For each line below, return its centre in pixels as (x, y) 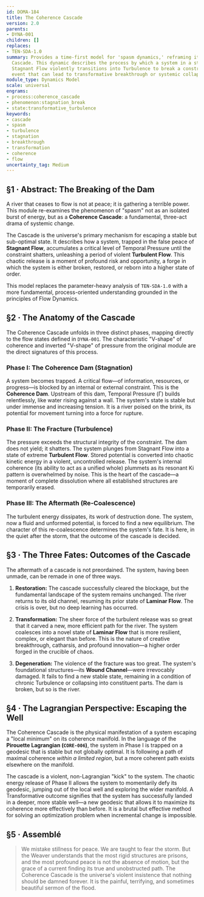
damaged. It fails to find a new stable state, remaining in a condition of (103, 676)
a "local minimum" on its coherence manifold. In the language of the (91, 739)
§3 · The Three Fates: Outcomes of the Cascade (98, 555)
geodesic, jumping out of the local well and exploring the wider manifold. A (100, 789)
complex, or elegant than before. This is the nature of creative (92, 638)
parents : (17, 29)
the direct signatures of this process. (52, 352)
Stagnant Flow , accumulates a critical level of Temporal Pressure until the (99, 248)
